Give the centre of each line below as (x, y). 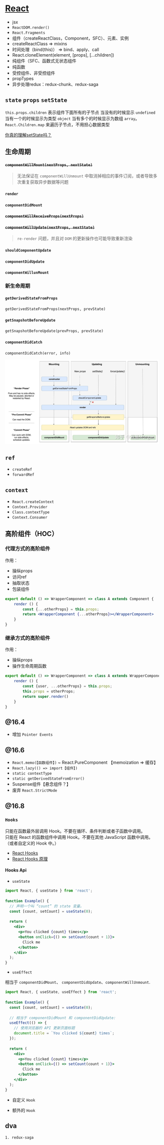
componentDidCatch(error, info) (38, 353)
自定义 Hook (24, 1100)
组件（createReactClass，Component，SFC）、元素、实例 (71, 38)
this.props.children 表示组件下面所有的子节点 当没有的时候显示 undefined (80, 112)
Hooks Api (16, 870)
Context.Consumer (30, 518)
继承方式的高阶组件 (28, 638)
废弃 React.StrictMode (35, 790)
